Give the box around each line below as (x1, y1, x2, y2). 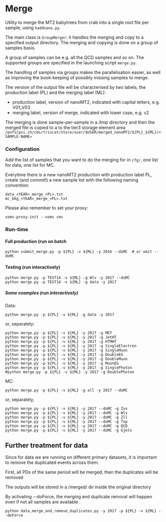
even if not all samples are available (5, 499, 79, 505)
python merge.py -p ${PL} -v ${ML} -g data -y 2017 (5, 312, 114, 317)
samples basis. (5, 45, 36, 51)
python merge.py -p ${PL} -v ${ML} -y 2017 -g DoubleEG (5, 352, 123, 357)
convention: (5, 182, 30, 189)
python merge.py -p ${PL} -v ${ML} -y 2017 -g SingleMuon (5, 348, 128, 353)
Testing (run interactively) (5, 264, 61, 270)
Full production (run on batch (5, 238, 67, 244)
